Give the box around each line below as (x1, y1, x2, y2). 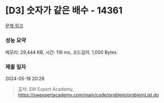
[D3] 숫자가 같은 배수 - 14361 (5, 5, 123, 16)
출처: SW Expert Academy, (17, 86, 74, 92)
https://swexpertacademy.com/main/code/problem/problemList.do (17, 92, 159, 98)
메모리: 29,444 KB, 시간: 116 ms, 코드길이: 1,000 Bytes (5, 49, 117, 55)
